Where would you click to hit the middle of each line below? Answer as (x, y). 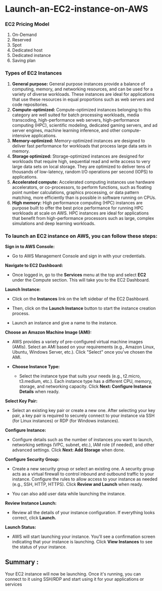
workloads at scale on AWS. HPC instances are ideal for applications (80, 213)
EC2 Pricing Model (27, 24)
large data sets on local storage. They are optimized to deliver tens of (81, 166)
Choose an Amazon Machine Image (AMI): (48, 332)
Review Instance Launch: (31, 503)
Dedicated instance (31, 55)
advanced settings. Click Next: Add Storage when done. (68, 450)
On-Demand (24, 35)
